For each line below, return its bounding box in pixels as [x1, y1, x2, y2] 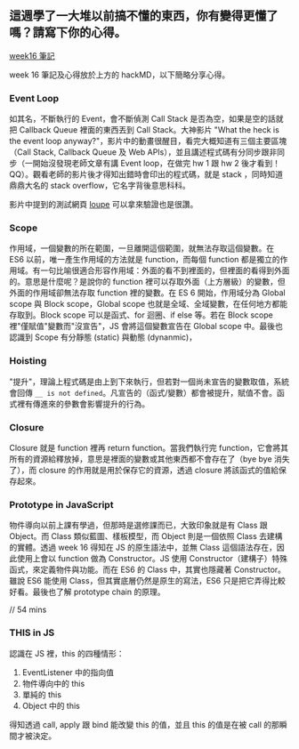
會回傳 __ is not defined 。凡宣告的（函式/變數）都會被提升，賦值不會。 [9, 387, 278, 398]
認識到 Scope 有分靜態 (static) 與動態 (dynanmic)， [9, 332, 198, 342]
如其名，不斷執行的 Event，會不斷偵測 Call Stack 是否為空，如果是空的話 [9, 114, 276, 125]
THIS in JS [9, 626, 55, 639]
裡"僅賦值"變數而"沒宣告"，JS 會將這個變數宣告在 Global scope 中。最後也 [9, 321, 283, 332]
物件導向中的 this [21, 678, 85, 689]
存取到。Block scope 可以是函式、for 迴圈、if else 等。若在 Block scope [9, 310, 273, 320]
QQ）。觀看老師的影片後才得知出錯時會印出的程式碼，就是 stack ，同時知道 [9, 169, 283, 180]
